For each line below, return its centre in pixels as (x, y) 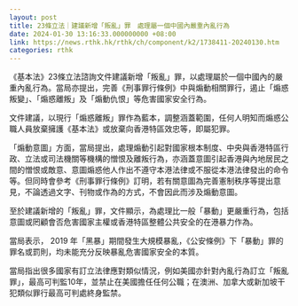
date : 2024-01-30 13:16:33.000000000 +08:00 (93, 34)
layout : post (33, 17)
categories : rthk (41, 51)
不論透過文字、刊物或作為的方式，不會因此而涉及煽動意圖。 (133, 192)
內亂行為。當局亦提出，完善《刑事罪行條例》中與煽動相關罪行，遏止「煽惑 (153, 88)
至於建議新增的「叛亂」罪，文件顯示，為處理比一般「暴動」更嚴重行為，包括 (149, 211)
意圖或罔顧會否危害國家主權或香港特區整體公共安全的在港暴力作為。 (133, 222)
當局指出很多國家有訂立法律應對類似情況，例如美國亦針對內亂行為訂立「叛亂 (149, 271)
